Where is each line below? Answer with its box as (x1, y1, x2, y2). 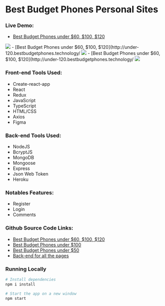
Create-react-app (12, 81, 50, 87)
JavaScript (12, 97, 36, 103)
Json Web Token (12, 171, 49, 177)
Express (12, 165, 30, 171)
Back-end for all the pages (12, 253, 69, 259)
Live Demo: (5, 22, 34, 29)
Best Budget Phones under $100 (12, 241, 81, 247)
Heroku (12, 176, 29, 183)
